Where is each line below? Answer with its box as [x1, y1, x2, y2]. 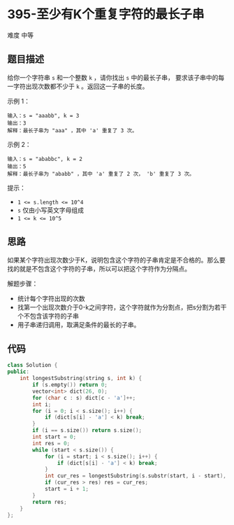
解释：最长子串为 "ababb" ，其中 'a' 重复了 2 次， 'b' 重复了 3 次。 [7, 170, 195, 177]
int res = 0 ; [32, 440, 71, 447]
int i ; [32, 400, 52, 408]
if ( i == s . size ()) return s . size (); [32, 427, 142, 434]
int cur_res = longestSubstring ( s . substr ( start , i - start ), [44, 472, 227, 479]
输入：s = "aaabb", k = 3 [7, 112, 80, 119]
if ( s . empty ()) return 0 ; [32, 381, 108, 388]
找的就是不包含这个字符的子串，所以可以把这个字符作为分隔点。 [7, 264, 191, 273]
